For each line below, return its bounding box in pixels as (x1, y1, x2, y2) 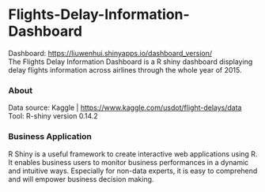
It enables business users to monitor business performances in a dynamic (8, 157, 249, 167)
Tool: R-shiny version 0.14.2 (8, 111, 99, 121)
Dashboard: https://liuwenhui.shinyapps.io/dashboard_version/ (8, 48, 213, 58)
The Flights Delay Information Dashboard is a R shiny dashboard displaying (8, 57, 253, 66)
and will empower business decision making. (8, 174, 154, 183)
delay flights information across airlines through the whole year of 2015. (8, 65, 242, 74)
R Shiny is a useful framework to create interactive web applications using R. (8, 149, 258, 159)
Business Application (8, 131, 93, 142)
